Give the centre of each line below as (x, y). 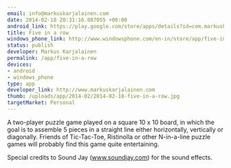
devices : (20, 64)
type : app (21, 84)
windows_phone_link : (37, 39)
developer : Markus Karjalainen (52, 52)
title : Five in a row (38, 33)
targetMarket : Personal (41, 103)
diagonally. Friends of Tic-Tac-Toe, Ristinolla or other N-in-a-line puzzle (109, 136)
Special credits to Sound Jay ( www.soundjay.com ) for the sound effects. (110, 157)
